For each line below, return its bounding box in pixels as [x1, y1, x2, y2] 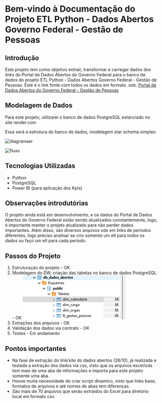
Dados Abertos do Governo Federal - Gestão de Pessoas [5, 88, 119, 93]
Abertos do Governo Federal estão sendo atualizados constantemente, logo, [5, 217, 158, 223]
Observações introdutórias [5, 199, 88, 208]
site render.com [5, 119, 36, 125]
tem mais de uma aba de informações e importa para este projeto [12, 368, 143, 374]
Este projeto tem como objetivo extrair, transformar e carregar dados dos [5, 67, 151, 72]
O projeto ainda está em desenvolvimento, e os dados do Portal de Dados [5, 212, 152, 218]
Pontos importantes [5, 344, 66, 353]
